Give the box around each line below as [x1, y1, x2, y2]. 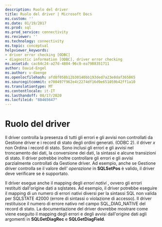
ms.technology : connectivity [5, 39, 64, 44]
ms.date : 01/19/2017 [5, 20, 47, 26]
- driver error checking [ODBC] [5, 52, 70, 57]
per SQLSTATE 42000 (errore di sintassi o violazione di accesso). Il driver [5, 195, 152, 202]
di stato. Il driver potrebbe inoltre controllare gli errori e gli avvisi [5, 155, 133, 161]
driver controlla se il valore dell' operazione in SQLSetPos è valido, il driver [5, 166, 155, 172]
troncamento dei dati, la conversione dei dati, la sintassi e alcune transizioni [5, 150, 156, 156]
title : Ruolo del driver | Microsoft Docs [5, 12, 92, 17]
